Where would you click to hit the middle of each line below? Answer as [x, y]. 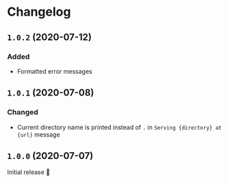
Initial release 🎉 [29, 172]
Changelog [39, 12]
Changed [23, 112]
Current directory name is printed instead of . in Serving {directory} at [119, 127]
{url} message [38, 135]
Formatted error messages [54, 71]
